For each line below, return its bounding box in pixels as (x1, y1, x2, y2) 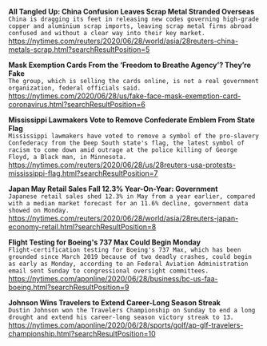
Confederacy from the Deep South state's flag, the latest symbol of (8, 139, 245, 147)
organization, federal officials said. (8, 84, 141, 92)
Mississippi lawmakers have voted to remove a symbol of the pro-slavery (8, 132, 260, 140)
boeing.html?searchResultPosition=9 (8, 283, 130, 292)
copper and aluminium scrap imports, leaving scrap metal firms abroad (8, 22, 252, 30)
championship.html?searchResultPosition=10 (8, 329, 156, 338)
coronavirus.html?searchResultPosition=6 (8, 100, 145, 109)
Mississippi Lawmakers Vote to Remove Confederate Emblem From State (8, 115, 256, 125)
